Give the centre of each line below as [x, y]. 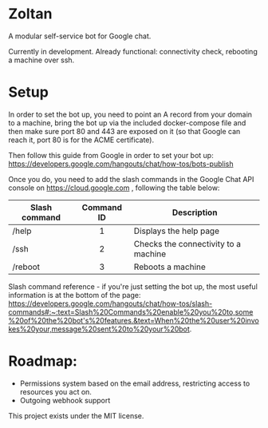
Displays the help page [177, 231]
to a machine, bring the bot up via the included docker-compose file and [127, 123]
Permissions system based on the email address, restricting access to [135, 383]
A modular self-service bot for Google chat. [80, 36]
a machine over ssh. [41, 60]
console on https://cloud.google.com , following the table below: [114, 188]
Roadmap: [43, 361]
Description [195, 212]
